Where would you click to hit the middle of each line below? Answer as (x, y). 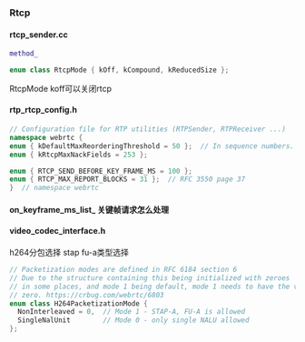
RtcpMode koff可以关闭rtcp (60, 88)
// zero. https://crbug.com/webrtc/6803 (87, 295)
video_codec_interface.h (58, 231)
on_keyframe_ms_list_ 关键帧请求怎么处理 (89, 209)
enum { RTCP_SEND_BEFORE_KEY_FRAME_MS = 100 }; (101, 171)
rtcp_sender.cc (39, 35)
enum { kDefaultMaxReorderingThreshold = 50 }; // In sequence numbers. (152, 146)
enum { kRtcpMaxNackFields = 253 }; (79, 155)
